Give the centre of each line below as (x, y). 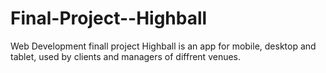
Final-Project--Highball (109, 18)
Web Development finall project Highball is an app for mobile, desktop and (163, 46)
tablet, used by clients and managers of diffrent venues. (126, 56)
